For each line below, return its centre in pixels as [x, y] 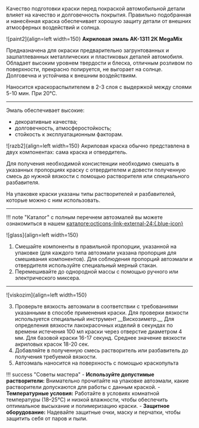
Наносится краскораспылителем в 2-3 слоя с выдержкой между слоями [99, 87]
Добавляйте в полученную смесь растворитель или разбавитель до [101, 350]
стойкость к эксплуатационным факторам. [69, 134]
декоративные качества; [46, 122]
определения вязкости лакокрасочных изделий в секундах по [94, 325]
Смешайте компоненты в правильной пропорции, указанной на [95, 246]
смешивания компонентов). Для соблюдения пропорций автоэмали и [104, 259]
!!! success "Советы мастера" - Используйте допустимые [80, 374]
